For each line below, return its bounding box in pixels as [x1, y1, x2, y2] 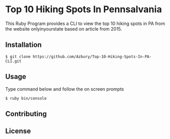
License [5, 127, 31, 135]
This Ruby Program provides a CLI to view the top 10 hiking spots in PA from [5, 20, 165, 26]
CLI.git [5, 59, 22, 64]
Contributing [5, 109, 47, 118]
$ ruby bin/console [5, 96, 47, 101]
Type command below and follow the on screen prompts [5, 86, 124, 92]
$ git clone [5, 54, 31, 59]
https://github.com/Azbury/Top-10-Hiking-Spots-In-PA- [32, 54, 152, 59]
